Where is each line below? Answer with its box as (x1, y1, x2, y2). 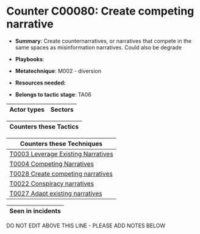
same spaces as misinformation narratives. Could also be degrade (15, 44, 182, 51)
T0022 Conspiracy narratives (9, 179, 95, 188)
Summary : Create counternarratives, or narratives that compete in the (15, 37, 192, 44)
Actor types (9, 105, 45, 114)
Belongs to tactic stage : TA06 (15, 91, 91, 98)
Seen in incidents (9, 207, 61, 215)
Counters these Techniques (20, 139, 102, 148)
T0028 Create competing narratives (9, 169, 113, 177)
